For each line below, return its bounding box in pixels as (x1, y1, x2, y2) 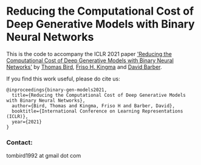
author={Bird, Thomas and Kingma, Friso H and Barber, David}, (12, 102, 175, 109)
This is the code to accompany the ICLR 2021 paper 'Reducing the (6, 50, 172, 57)
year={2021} (12, 119, 43, 125)
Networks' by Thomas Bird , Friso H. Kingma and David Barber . (6, 63, 162, 71)
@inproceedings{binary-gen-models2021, (6, 86, 107, 93)
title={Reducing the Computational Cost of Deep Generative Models (12, 92, 186, 98)
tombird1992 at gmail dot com (6, 152, 81, 160)
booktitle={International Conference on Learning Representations (12, 108, 183, 114)
